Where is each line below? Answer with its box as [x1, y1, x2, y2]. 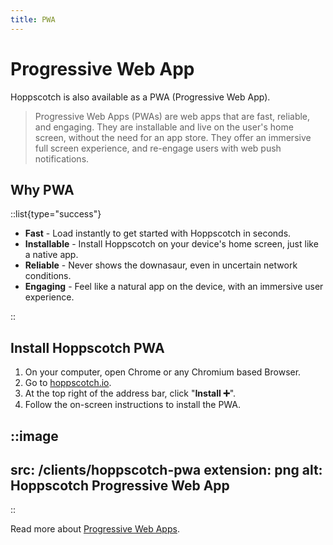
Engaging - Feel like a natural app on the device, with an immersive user [24, 281, 324, 293]
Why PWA [10, 181, 75, 198]
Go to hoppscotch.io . [24, 377, 112, 389]
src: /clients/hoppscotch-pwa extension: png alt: [10, 461, 323, 478]
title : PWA [10, 14, 56, 25]
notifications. [34, 152, 90, 165]
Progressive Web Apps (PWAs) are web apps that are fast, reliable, [34, 110, 311, 122]
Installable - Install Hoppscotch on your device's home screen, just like [24, 238, 319, 250]
